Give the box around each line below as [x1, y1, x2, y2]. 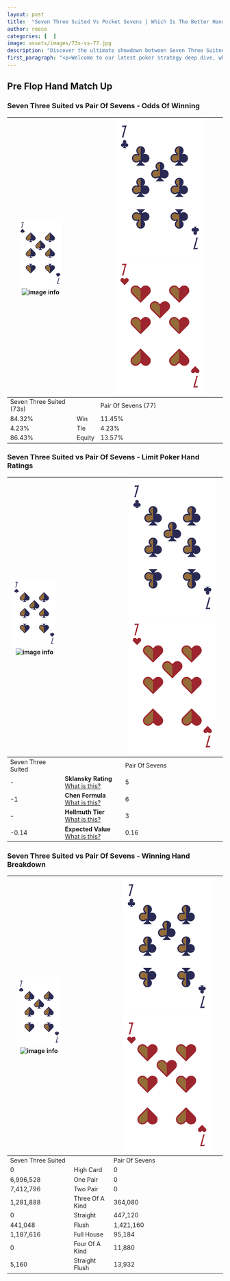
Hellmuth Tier [64, 808, 105, 816]
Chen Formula [64, 791, 106, 800]
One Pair [73, 1175, 98, 1184]
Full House [73, 1230, 104, 1239]
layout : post [7, 11, 44, 18]
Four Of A [73, 1240, 101, 1248]
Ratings [7, 461, 34, 470]
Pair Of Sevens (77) [100, 401, 156, 409]
